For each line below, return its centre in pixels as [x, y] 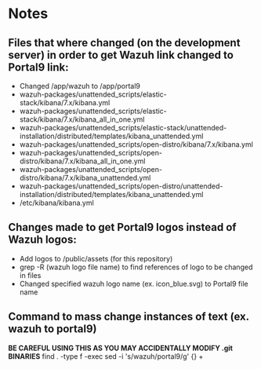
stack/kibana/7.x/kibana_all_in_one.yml [82, 119]
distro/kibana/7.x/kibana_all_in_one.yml [83, 161]
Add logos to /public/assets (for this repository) [96, 258]
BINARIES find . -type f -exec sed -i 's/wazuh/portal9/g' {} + [106, 356]
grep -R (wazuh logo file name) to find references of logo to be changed [136, 267]
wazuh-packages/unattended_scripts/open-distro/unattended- [121, 186]
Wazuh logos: [42, 240]
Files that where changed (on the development [124, 43]
